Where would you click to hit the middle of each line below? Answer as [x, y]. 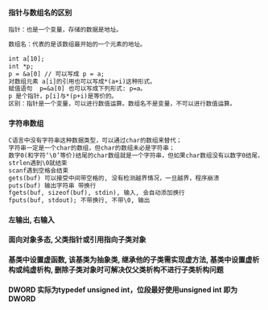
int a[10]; [27, 59]
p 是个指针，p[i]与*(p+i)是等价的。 [63, 97]
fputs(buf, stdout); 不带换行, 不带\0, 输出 [79, 200]
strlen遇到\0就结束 [38, 163]
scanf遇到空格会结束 [39, 170]
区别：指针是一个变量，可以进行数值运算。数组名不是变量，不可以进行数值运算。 [122, 104]
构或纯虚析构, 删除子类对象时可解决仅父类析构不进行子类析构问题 [116, 269]
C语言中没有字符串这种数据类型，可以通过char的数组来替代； [95, 141]
